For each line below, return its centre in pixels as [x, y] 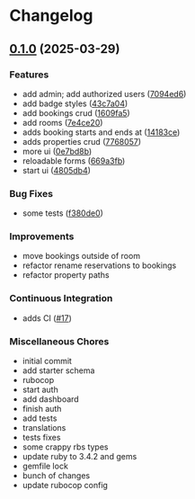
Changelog [51, 16]
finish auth [42, 409]
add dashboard [50, 399]
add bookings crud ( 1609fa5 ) [76, 112]
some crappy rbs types [65, 447]
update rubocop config [65, 486]
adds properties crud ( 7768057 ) [82, 141]
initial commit [47, 361]
